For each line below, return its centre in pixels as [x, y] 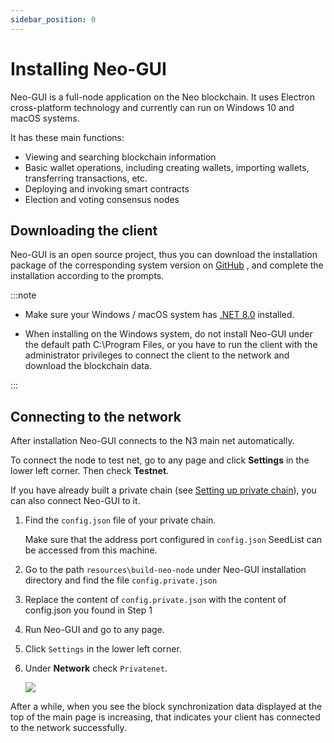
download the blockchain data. [88, 366]
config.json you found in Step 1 [88, 610]
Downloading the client [84, 230]
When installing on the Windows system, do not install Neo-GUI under [168, 334]
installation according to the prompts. [87, 276]
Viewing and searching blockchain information [120, 157]
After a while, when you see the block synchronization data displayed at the [166, 707]
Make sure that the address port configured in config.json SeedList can [173, 540]
